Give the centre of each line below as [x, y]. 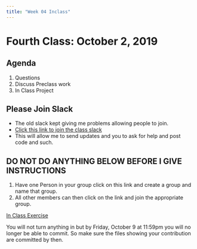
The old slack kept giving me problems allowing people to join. [92, 124]
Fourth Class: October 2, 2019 [82, 41]
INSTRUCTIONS [36, 170]
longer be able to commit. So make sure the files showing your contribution [98, 233]
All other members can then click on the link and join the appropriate [99, 198]
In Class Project [34, 90]
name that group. [36, 191]
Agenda [21, 63]
